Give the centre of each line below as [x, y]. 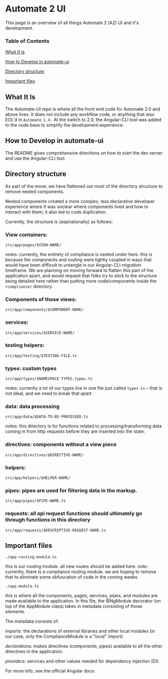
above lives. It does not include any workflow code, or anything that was [80, 115]
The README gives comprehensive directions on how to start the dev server [84, 153]
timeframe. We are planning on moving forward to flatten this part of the [79, 270]
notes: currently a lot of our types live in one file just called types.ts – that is [84, 388]
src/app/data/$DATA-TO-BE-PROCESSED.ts [47, 417]
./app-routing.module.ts [31, 557]
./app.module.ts [22, 586]
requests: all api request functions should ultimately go [74, 514]
